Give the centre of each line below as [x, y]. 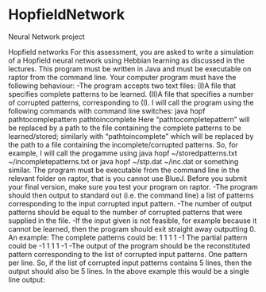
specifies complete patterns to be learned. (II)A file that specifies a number [131, 94]
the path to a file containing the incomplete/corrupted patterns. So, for [123, 144]
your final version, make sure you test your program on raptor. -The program [133, 186]
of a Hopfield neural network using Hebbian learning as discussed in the [126, 60]
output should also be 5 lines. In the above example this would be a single [129, 271]
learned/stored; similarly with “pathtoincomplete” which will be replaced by [131, 136]
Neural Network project [46, 36]
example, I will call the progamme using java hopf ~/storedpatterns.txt [123, 153]
